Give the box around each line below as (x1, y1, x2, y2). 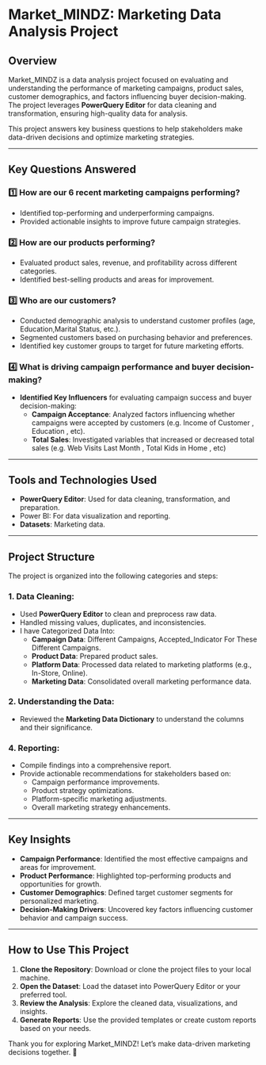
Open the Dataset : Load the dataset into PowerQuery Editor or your (19, 981, 241, 990)
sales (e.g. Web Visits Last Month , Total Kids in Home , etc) (31, 442, 226, 453)
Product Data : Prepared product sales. (31, 651, 158, 661)
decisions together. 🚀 (8, 1047, 78, 1056)
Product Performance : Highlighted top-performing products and (19, 871, 232, 880)
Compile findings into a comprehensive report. (19, 760, 172, 770)
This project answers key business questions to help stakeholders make (8, 125, 243, 133)
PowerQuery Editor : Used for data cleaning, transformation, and (19, 494, 231, 504)
